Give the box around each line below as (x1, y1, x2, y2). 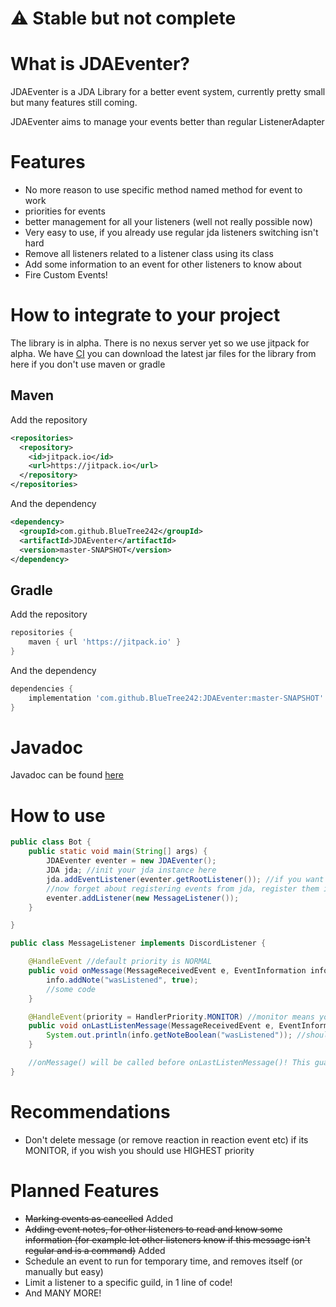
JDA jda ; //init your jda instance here (46, 865, 217, 875)
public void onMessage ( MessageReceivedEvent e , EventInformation (28, 966, 307, 976)
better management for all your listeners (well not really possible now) (24, 216, 313, 228)
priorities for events (24, 205, 106, 217)
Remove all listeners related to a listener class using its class (24, 248, 274, 260)
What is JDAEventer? (10, 53, 190, 76)
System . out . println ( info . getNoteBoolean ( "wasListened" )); (46, 1030, 293, 1041)
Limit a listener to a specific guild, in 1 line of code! (24, 1276, 233, 1288)
